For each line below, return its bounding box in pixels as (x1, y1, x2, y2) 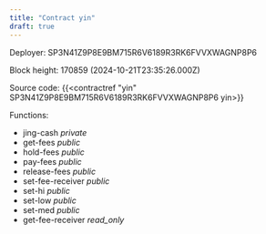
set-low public (22, 195, 77, 206)
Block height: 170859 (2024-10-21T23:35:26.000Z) (9, 65, 200, 76)
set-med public (22, 204, 80, 215)
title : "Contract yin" (9, 13, 96, 23)
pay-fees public (22, 156, 82, 167)
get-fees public (22, 137, 80, 148)
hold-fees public (22, 147, 85, 158)
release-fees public (22, 166, 97, 177)
